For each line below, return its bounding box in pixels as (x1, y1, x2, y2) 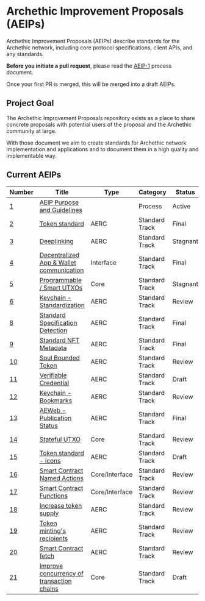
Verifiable (39, 371, 67, 379)
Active (172, 202, 191, 210)
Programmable (39, 276, 82, 284)
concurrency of (39, 569, 84, 577)
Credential (39, 379, 70, 387)
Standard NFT (39, 336, 80, 344)
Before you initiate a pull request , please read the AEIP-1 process (6, 62, 172, 69)
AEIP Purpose (39, 198, 79, 207)
